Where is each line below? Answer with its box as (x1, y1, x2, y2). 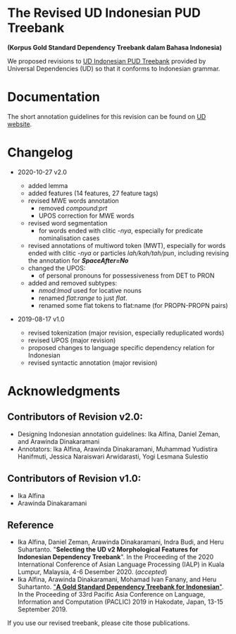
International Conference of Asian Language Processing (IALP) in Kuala (17, 560, 225, 568)
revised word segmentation (27, 218, 108, 227)
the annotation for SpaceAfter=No (27, 256, 129, 265)
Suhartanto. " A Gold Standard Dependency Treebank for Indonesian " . (17, 583, 224, 591)
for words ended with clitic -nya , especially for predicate (38, 226, 203, 235)
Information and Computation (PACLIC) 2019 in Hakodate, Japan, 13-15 (17, 597, 223, 607)
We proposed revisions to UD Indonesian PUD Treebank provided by (7, 56, 206, 65)
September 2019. (17, 605, 68, 614)
